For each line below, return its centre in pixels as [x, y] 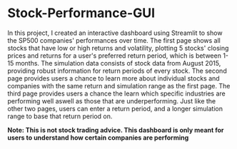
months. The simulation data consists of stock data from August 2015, [118, 63]
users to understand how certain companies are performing [98, 138]
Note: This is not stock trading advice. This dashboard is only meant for [116, 130]
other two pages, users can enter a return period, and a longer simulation [115, 108]
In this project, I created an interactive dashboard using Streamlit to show [115, 33]
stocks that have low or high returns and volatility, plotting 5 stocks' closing [118, 48]
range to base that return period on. [60, 116]
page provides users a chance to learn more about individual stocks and [114, 78]
